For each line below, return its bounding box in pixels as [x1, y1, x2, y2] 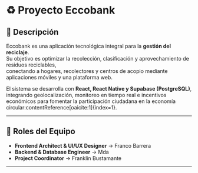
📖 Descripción [6, 27, 59, 37]
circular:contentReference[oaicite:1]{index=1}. [6, 104, 117, 111]
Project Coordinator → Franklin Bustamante [14, 154, 122, 162]
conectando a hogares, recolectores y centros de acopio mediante [6, 68, 168, 74]
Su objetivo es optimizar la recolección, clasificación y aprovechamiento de [6, 55, 190, 62]
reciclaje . [6, 49, 29, 56]
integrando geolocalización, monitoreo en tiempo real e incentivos [6, 92, 167, 98]
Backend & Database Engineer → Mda [14, 148, 109, 155]
